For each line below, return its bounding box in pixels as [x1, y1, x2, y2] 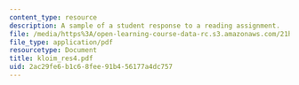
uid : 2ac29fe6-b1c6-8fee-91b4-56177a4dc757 [9, 63, 174, 72]
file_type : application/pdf [9, 37, 114, 47]
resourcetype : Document [9, 46, 98, 55]
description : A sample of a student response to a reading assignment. [9, 21, 280, 30]
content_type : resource [9, 12, 98, 22]
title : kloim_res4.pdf [9, 54, 93, 63]
